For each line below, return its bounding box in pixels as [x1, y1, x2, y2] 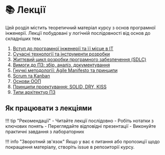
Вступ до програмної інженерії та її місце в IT [12, 45, 114, 51]
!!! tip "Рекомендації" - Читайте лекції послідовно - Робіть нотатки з [5, 118, 154, 124]
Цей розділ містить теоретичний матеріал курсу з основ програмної [5, 24, 156, 31]
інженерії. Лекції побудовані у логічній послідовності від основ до [5, 30, 151, 36]
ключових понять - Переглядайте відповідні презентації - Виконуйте [5, 123, 156, 129]
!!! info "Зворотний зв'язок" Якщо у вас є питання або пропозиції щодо [5, 138, 160, 144]
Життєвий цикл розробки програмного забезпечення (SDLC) [12, 56, 147, 62]
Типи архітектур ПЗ [12, 89, 56, 95]
